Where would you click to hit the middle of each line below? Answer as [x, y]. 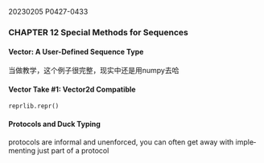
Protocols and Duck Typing [54, 124]
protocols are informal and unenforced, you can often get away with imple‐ [132, 142]
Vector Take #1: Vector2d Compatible [72, 89]
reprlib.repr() [34, 106]
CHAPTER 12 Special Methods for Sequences [99, 32]
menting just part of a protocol [59, 150]
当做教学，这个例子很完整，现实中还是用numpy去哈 [94, 71]
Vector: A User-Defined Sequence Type [76, 51]
